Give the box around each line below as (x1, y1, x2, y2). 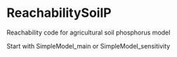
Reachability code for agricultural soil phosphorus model (6, 28, 171, 37)
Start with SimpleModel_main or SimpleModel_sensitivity (6, 42, 171, 50)
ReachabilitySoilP (6, 5, 112, 21)
